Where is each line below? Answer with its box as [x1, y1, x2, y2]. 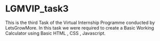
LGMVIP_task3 [5, 3, 69, 14]
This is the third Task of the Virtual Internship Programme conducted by [5, 19, 155, 25]
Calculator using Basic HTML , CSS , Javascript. [5, 30, 106, 36]
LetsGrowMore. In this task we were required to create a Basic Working [5, 24, 154, 30]
